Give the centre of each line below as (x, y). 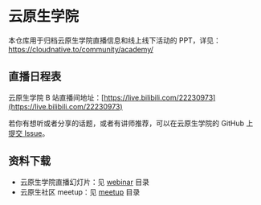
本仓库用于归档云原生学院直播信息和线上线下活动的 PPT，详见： (114, 40)
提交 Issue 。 (29, 133)
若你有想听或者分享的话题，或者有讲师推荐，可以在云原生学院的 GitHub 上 (131, 123)
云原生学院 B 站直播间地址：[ (56, 97)
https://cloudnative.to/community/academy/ (81, 49)
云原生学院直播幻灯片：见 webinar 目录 (85, 182)
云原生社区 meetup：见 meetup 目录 (80, 192)
